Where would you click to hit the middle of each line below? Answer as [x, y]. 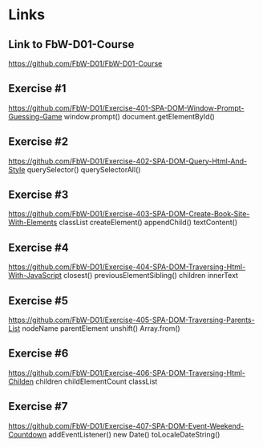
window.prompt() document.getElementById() [139, 116]
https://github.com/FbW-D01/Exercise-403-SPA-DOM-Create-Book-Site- [129, 214]
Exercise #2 [38, 142]
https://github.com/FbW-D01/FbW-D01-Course [85, 63]
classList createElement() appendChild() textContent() [148, 223]
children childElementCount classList [97, 381]
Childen [21, 381]
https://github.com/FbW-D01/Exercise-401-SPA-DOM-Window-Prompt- [126, 108]
